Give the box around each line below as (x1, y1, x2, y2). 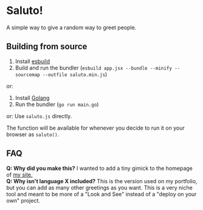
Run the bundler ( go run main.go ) (15, 100, 99, 108)
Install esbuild (15, 57, 50, 65)
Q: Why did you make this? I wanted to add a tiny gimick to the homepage (6, 164, 193, 172)
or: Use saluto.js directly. (6, 112, 72, 119)
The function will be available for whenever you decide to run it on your (6, 124, 185, 131)
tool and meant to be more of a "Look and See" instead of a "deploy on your (6, 190, 197, 198)
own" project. (6, 197, 41, 204)
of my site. (6, 171, 33, 178)
